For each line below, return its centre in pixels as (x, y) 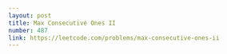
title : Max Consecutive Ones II (62, 23)
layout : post (30, 15)
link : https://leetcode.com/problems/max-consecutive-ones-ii (114, 38)
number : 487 (28, 30)
